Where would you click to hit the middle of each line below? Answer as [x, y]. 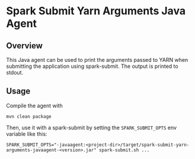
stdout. [15, 72]
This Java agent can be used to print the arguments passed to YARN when [97, 60]
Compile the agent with [35, 105]
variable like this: [27, 134]
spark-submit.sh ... [124, 150]
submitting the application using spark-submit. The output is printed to [92, 66]
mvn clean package [29, 116]
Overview [25, 46]
